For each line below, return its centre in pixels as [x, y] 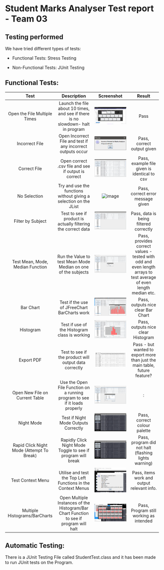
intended [143, 521]
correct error [144, 193]
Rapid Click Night [30, 445]
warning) [143, 463]
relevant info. [144, 488]
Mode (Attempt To [30, 450]
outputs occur [74, 151]
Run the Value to [74, 256]
